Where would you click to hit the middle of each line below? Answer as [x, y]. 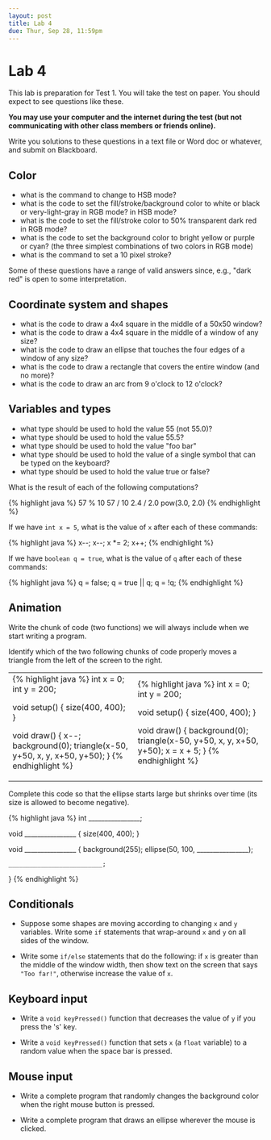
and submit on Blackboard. [53, 150]
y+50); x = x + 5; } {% [179, 750]
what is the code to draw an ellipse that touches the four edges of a [132, 349]
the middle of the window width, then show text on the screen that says [139, 965]
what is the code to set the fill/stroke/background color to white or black [140, 203]
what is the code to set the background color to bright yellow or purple [138, 238]
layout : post [30, 16]
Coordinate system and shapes [88, 305]
